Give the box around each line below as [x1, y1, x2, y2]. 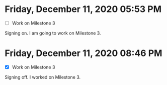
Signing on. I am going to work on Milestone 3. [5, 30, 101, 36]
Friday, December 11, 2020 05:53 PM [5, 3, 162, 15]
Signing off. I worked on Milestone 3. [5, 74, 81, 80]
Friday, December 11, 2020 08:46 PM [5, 47, 162, 59]
